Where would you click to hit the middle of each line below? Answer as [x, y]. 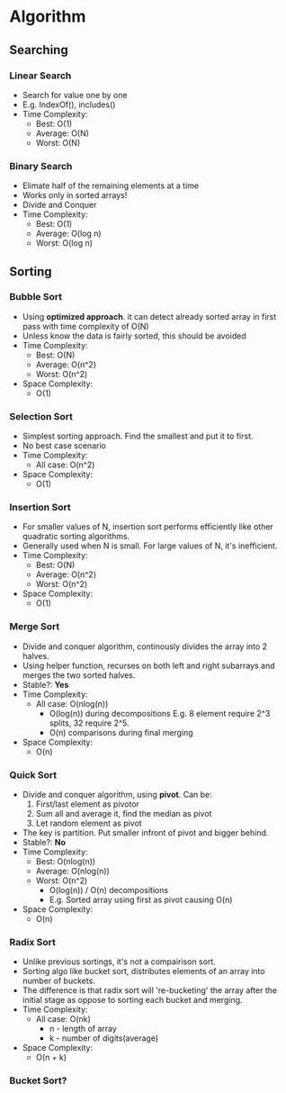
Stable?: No [44, 843]
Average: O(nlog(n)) [72, 872]
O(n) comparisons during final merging [121, 732]
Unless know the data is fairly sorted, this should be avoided [134, 336]
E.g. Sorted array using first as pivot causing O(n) [141, 900]
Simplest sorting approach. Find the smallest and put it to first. [138, 436]
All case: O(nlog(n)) [72, 703]
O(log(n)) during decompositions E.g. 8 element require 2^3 [160, 713]
